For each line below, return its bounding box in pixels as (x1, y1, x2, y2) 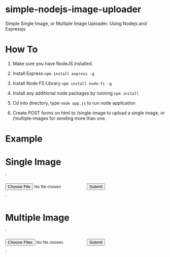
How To (5, 44, 38, 55)
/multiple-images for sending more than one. (12, 115, 107, 121)
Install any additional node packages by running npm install (12, 90, 140, 96)
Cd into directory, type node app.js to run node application (12, 100, 136, 106)
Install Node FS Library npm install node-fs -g (12, 80, 112, 86)
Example (5, 133, 43, 145)
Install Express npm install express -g (12, 70, 95, 76)
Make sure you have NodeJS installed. (12, 60, 93, 67)
